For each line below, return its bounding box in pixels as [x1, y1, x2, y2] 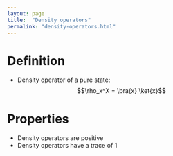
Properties [7, 111, 69, 127]
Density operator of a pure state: [17, 76, 111, 84]
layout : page [7, 10, 45, 17]
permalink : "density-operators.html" [7, 23, 116, 30]
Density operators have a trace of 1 [17, 141, 118, 150]
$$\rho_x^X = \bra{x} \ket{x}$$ [77, 87, 166, 95]
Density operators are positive [17, 134, 104, 142]
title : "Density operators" [7, 17, 91, 24]
